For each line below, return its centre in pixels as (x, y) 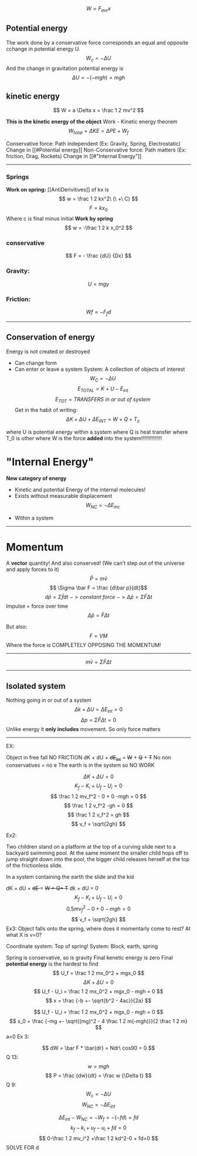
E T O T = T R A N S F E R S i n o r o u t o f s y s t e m (103, 400)
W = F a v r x (98, 9)
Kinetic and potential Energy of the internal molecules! (80, 490)
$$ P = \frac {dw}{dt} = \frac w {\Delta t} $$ (98, 1075)
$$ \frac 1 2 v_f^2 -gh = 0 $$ (98, 805)
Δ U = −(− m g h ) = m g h (98, 78)
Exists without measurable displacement (63, 495)
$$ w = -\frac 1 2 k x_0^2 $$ (98, 228)
